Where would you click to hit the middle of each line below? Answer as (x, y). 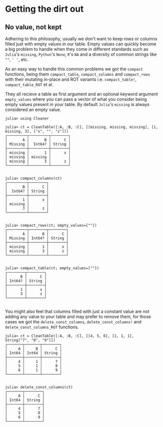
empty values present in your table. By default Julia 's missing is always (77, 104)
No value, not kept (33, 27)
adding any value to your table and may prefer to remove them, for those (78, 317)
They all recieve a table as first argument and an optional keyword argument (81, 94)
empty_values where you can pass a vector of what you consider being (76, 99)
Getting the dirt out (44, 9)
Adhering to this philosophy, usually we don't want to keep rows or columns (81, 39)
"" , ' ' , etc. (17, 59)
